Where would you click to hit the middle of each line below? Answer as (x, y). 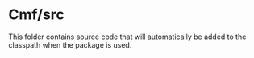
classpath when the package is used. (70, 44)
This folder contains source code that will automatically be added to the (127, 37)
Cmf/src (36, 15)
